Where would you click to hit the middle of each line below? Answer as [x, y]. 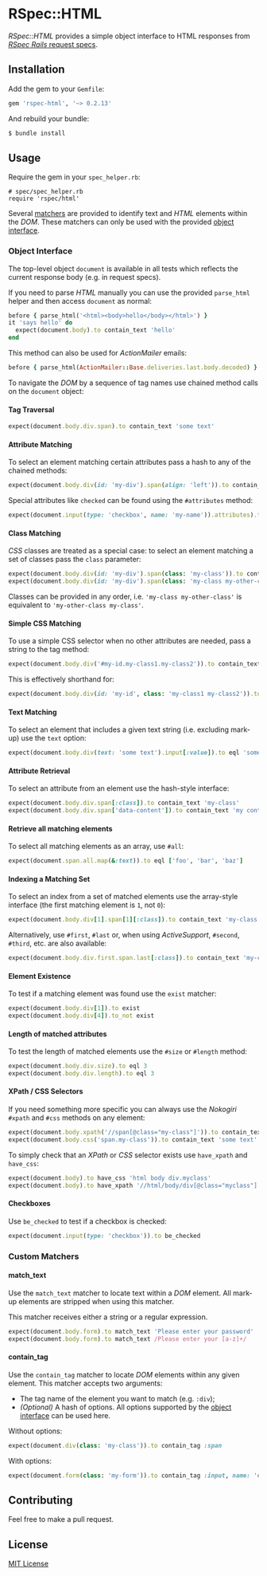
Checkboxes [29, 1204]
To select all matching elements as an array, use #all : [96, 847]
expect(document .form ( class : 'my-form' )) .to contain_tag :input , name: [129, 1476]
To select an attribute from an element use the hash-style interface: [119, 788]
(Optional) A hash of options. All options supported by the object [126, 1407]
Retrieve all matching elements [60, 828]
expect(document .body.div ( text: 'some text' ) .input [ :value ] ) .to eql [124, 753]
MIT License [29, 1564]
